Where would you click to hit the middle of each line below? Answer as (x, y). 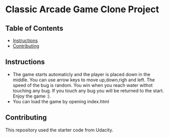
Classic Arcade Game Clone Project (82, 9)
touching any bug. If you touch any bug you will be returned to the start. (88, 90)
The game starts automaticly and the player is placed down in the (81, 74)
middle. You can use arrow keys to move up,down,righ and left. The (84, 80)
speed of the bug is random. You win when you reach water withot (83, 85)
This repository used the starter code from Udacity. (59, 130)
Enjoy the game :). (32, 96)
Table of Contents (34, 28)
